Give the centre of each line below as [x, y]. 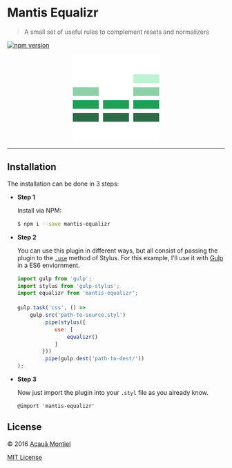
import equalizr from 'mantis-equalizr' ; [78, 293]
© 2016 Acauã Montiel [39, 444]
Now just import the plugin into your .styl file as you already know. [113, 392]
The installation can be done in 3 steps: [63, 184]
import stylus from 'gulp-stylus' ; [68, 286]
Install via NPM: [39, 210]
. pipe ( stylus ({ [64, 322]
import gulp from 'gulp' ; [54, 279]
